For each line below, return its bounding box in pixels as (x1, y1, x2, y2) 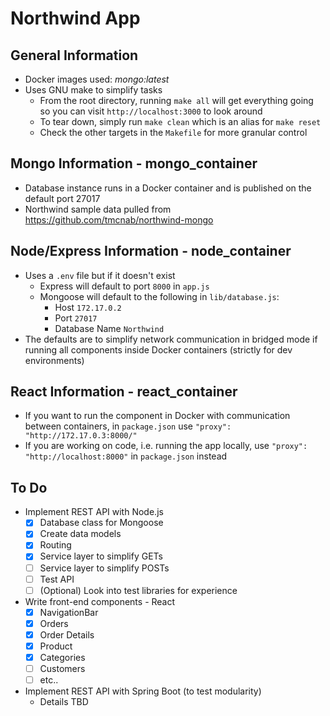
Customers (39, 663, 86, 674)
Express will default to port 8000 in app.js (39, 280, 210, 292)
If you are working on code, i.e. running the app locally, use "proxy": (24, 440, 308, 452)
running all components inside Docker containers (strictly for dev (24, 343, 293, 356)
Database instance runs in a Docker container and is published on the (24, 182, 312, 194)
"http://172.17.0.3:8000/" (24, 431, 138, 441)
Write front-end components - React (24, 595, 176, 607)
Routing (39, 539, 72, 551)
